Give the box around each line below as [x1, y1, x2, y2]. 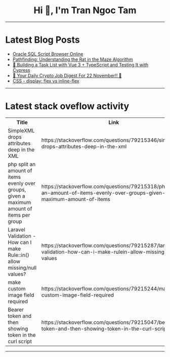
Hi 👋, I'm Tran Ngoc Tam [33, 5, 137, 16]
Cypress [12, 67, 30, 73]
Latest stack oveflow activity [5, 101, 130, 112]
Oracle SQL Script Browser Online [12, 51, 83, 57]
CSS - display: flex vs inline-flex [12, 78, 79, 84]
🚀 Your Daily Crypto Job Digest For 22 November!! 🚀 [12, 72, 122, 78]
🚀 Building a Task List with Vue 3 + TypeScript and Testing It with [12, 61, 148, 68]
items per [8, 211, 30, 218]
